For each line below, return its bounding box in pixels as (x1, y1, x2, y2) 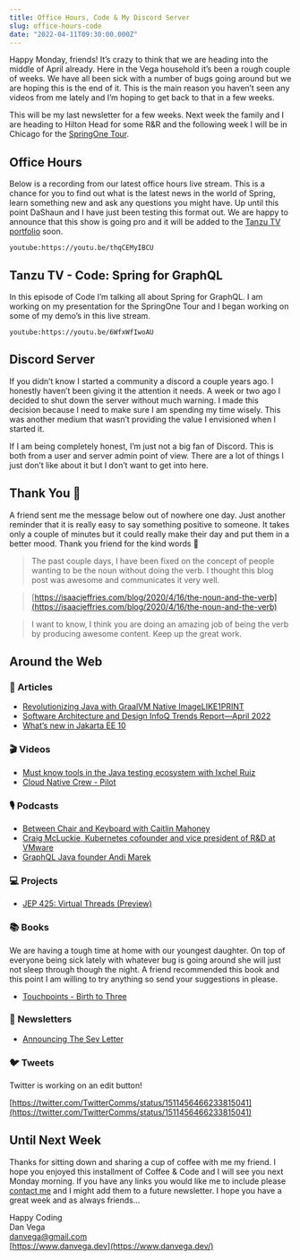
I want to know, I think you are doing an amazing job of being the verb (30, 619, 289, 630)
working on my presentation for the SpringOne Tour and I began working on (9, 301, 289, 312)
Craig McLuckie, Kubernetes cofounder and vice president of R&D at (21, 832, 276, 843)
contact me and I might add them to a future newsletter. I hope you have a (9, 1185, 282, 1196)
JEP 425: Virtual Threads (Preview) (21, 898, 152, 909)
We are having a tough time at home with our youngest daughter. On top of (9, 945, 286, 956)
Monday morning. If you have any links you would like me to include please (9, 1175, 287, 1187)
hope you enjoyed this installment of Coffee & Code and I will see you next (9, 1166, 284, 1177)
